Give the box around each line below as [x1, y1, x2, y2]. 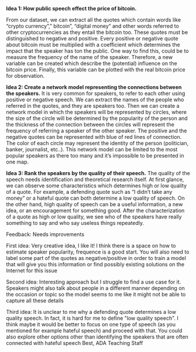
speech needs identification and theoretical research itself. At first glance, [6, 176, 184, 183]
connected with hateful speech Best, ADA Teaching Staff [6, 340, 143, 346]
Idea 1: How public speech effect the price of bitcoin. [6, 5, 137, 12]
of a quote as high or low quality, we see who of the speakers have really [6, 213, 183, 220]
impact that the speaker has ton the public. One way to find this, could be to [6, 47, 189, 54]
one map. [6, 158, 29, 165]
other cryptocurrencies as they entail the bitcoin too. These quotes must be [6, 29, 188, 36]
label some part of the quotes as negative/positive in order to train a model [6, 255, 186, 261]
